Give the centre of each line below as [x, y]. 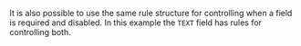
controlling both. [40, 32]
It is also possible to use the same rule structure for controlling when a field [151, 13]
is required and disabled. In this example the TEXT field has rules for [136, 23]
